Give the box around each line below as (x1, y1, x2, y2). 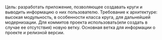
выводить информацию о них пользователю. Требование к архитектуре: (5, 9, 158, 15)
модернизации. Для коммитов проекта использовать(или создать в (5, 19, 148, 25)
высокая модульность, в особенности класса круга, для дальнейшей (5, 14, 151, 20)
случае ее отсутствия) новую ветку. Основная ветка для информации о (5, 25, 156, 30)
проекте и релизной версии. (5, 30, 65, 35)
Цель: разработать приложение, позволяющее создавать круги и (5, 4, 143, 10)
